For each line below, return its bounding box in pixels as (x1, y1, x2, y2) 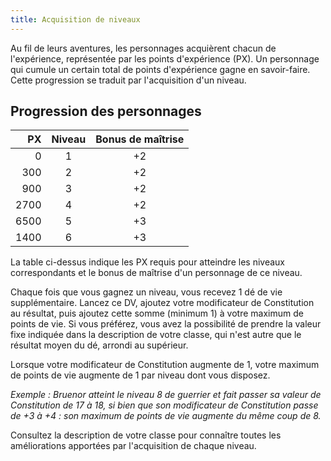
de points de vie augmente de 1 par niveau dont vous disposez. (10, 369, 271, 381)
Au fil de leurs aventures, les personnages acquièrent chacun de (10, 42, 277, 54)
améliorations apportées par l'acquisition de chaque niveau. (10, 440, 257, 452)
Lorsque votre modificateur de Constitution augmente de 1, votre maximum (10, 359, 320, 371)
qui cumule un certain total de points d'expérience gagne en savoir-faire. (10, 63, 311, 75)
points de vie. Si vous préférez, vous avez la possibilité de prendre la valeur (10, 318, 322, 330)
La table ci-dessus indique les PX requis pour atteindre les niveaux (10, 256, 285, 268)
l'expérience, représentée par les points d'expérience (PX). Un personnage (10, 52, 320, 65)
